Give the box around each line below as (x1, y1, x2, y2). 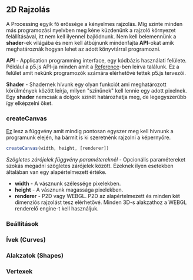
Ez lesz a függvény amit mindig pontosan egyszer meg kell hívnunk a (6, 128, 174, 135)
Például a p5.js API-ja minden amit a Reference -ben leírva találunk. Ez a (6, 63, 179, 70)
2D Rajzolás (6, 5, 51, 15)
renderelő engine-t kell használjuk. (14, 205, 99, 212)
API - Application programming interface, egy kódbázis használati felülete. (6, 57, 187, 64)
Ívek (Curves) (6, 235, 46, 243)
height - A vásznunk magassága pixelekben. (14, 186, 124, 193)
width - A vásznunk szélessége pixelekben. (14, 180, 121, 187)
